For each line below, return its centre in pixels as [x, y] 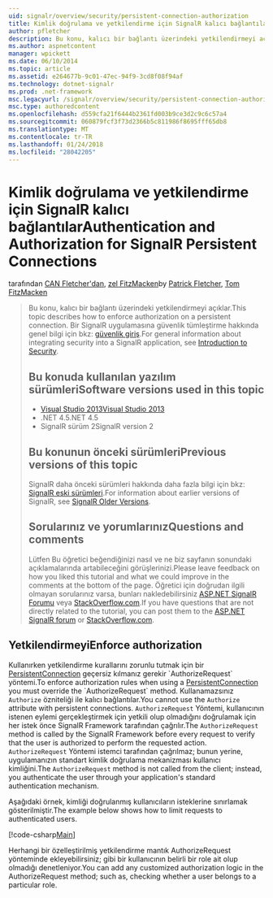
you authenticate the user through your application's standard [112, 777]
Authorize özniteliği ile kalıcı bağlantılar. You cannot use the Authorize [124, 699]
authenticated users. [43, 818]
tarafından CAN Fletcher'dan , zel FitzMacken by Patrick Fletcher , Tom [124, 284]
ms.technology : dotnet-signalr [61, 84]
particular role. [33, 885]
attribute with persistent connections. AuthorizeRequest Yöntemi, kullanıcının [136, 708]
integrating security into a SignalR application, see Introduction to [138, 343]
